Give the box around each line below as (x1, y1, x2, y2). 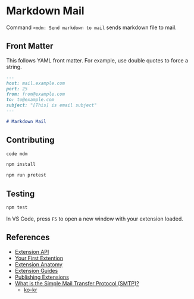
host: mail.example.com (6, 80, 65, 86)
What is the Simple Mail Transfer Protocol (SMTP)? (14, 279, 139, 287)
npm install (6, 162, 36, 168)
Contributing (6, 135, 55, 145)
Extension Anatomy (14, 260, 62, 268)
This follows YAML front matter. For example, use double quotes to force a (6, 56, 189, 64)
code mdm (6, 150, 28, 157)
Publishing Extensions (14, 273, 70, 281)
